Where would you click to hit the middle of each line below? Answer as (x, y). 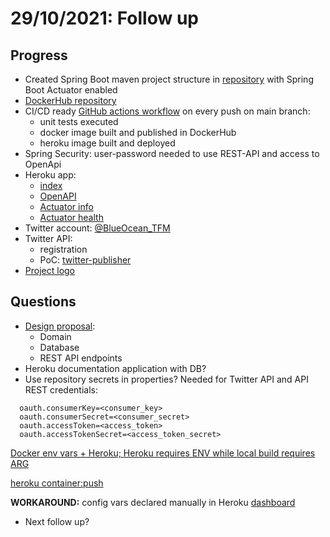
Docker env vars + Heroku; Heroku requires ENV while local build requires (163, 453)
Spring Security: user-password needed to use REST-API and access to (172, 153)
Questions (43, 302)
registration (63, 249)
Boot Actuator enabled (71, 90)
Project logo (50, 270)
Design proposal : (60, 326)
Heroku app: (50, 175)
